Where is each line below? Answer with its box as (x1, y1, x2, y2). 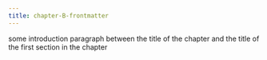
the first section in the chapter (8, 42, 108, 52)
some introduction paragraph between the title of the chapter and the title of (8, 34, 260, 43)
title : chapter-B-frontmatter (8, 11, 110, 20)
